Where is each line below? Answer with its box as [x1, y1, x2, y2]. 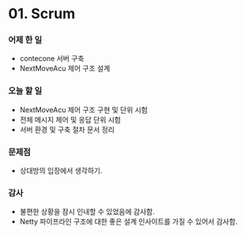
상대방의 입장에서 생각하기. [19, 166, 103, 175]
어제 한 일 [8, 35, 42, 46]
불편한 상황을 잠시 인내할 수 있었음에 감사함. [19, 207, 156, 217]
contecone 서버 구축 [19, 54, 85, 63]
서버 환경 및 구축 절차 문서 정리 [19, 124, 115, 134]
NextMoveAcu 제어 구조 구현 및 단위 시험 [19, 104, 148, 115]
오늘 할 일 [8, 85, 42, 96]
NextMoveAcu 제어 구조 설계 [19, 64, 111, 74]
